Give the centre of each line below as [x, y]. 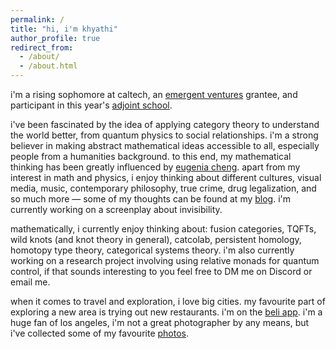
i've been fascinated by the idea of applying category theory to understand [165, 124]
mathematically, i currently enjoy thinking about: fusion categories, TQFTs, [163, 229]
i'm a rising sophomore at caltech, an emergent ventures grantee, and [154, 94]
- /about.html [48, 66]
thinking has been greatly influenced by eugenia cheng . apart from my [155, 167]
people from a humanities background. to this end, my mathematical [151, 156]
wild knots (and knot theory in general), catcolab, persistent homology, [156, 239]
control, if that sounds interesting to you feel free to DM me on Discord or [161, 271]
